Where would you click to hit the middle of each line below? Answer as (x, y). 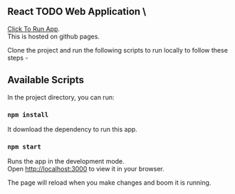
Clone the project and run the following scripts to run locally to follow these (117, 50)
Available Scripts (46, 80)
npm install (28, 114)
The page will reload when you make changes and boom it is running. (109, 183)
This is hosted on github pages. (53, 36)
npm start (24, 146)
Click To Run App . (34, 28)
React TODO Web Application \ (77, 12)
